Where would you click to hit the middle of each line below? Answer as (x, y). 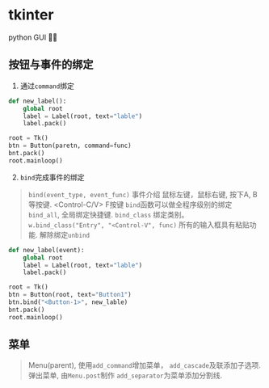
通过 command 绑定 (47, 86)
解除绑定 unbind (65, 234)
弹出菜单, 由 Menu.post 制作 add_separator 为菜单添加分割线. (125, 375)
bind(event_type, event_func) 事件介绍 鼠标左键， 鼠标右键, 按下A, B (143, 194)
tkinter (31, 15)
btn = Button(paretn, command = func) (70, 146)
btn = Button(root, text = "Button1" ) (70, 295)
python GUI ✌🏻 (33, 37)
